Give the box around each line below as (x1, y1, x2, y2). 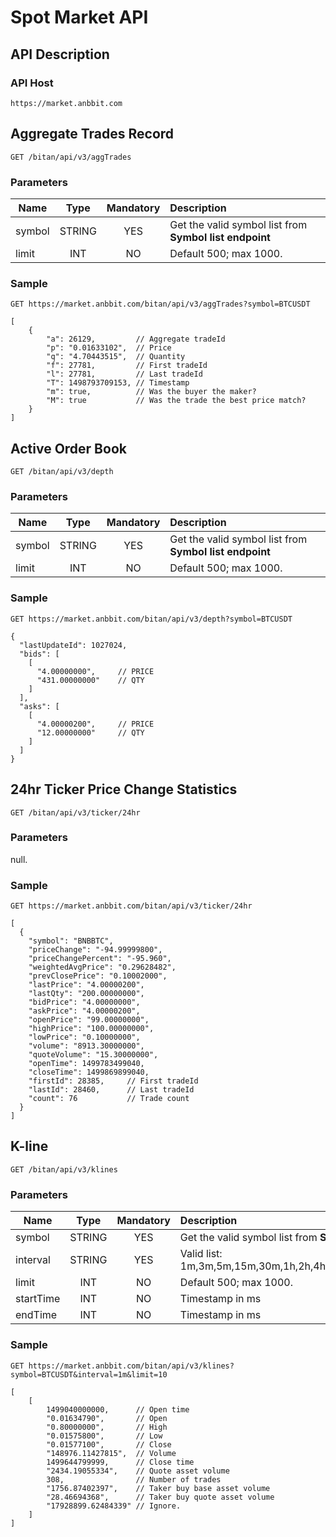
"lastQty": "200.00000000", (28, 989, 145, 999)
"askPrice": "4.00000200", (28, 1006, 141, 1016)
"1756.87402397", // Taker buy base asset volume (46, 1483, 271, 1493)
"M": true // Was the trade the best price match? (46, 396, 307, 406)
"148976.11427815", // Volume (46, 1448, 177, 1458)
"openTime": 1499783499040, (28, 1059, 145, 1069)
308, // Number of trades (46, 1474, 222, 1485)
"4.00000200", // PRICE (36, 719, 155, 729)
